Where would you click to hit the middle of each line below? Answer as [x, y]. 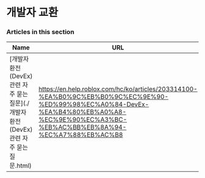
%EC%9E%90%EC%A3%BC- [83, 119]
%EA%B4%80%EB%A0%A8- [83, 112]
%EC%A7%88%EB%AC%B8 [81, 135]
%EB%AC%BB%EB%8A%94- [83, 127]
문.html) [20, 166]
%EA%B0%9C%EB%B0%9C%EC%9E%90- [104, 97]
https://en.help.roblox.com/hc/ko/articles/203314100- [118, 89]
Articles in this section [40, 32]
